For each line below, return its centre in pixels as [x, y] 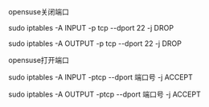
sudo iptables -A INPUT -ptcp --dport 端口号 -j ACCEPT [100, 77]
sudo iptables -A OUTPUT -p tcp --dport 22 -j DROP [95, 43]
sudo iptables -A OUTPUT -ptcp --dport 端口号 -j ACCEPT [104, 94]
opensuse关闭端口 [39, 12]
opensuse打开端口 [39, 60]
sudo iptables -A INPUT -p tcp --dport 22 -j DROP [91, 28]
